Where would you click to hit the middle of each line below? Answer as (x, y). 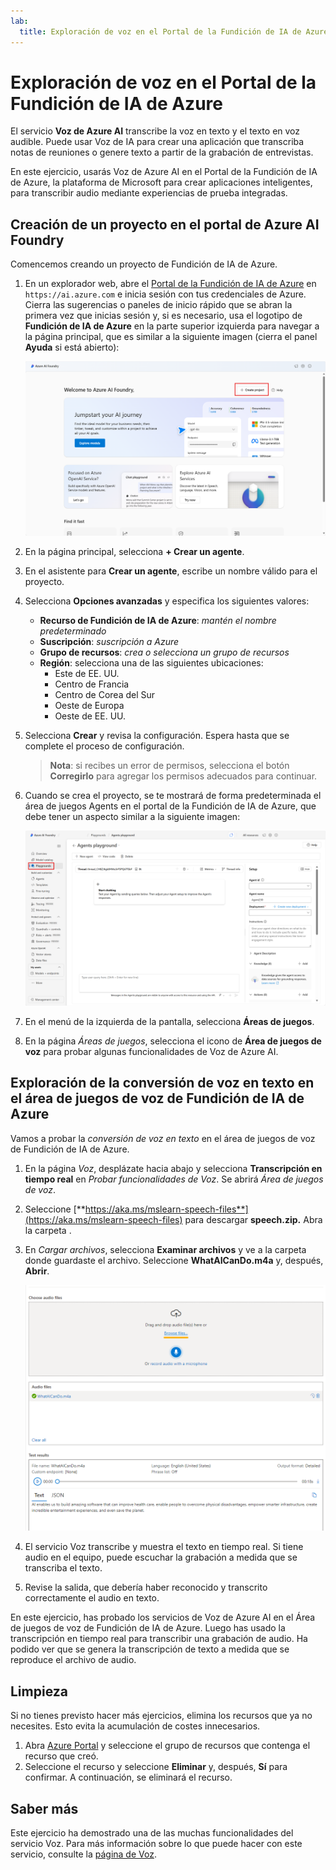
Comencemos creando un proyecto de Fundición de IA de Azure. (144, 264)
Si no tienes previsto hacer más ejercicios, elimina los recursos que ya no (161, 1716)
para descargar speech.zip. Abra (253, 1219)
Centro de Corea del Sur (105, 695)
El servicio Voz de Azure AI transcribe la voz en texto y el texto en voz (155, 131)
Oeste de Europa (89, 706)
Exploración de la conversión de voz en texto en (162, 1083)
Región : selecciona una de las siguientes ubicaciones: (151, 663)
